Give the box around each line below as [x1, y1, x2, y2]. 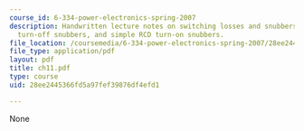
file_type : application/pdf [9, 47, 116, 56]
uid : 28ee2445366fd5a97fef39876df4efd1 [9, 80, 160, 89]
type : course [9, 72, 59, 81]
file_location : [9, 38, 67, 48]
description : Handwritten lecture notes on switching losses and [9, 22, 261, 31]
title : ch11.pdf [9, 64, 71, 73]
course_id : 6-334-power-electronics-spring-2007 [9, 13, 196, 23]
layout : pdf [9, 55, 54, 64]
